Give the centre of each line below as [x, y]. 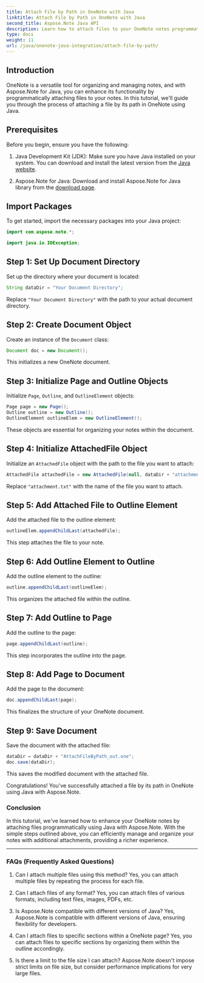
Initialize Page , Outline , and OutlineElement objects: [70, 396]
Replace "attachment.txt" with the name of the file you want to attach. [95, 486]
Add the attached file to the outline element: [61, 520]
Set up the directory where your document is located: [73, 276]
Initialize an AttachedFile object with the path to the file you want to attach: [100, 463]
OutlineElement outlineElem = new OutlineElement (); [74, 418]
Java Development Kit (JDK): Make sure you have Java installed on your [105, 156]
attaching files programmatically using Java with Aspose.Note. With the [96, 827]
